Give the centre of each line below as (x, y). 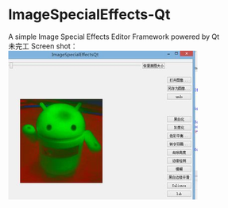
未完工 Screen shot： (43, 46)
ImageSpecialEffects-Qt (89, 15)
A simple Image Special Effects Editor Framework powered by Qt (114, 37)
